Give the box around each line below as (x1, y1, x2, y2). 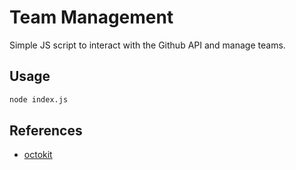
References (9, 122, 83, 140)
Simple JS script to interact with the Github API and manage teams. (9, 39, 286, 51)
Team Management (9, 6, 174, 29)
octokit (23, 149, 53, 161)
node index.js (9, 94, 69, 105)
